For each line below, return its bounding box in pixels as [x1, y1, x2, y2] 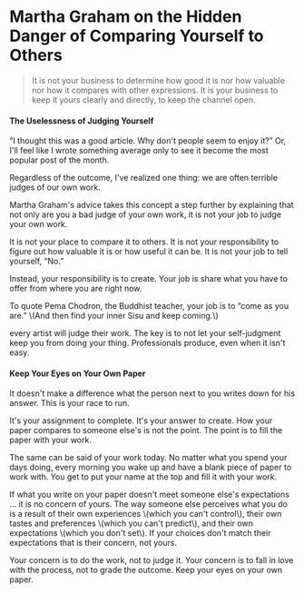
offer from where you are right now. [9, 283, 142, 294]
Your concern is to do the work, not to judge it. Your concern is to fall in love [9, 555, 294, 566]
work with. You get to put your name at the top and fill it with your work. [9, 471, 278, 482]
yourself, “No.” [9, 256, 64, 267]
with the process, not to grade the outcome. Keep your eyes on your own [9, 565, 283, 576]
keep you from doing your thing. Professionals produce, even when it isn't [9, 338, 286, 349]
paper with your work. [9, 434, 93, 446]
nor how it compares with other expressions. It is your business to [31, 84, 279, 95]
